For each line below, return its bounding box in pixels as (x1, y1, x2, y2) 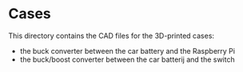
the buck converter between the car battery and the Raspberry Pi (19, 46, 236, 55)
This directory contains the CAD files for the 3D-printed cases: (8, 31, 214, 40)
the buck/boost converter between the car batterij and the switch (19, 55, 235, 64)
